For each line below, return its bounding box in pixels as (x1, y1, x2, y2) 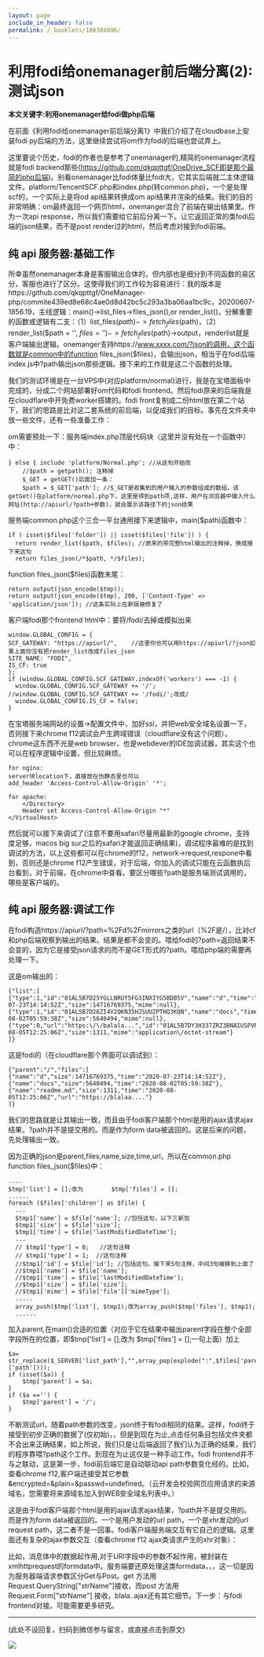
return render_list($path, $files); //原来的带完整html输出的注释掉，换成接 (15, 539, 254, 547)
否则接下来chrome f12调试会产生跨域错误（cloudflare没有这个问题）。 (8, 728, 232, 738)
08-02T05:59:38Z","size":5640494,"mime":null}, (8, 1014, 167, 1022)
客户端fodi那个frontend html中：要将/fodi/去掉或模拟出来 (8, 615, 192, 624)
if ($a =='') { (8, 1391, 58, 1399)
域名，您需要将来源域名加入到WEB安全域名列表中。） (8, 1488, 179, 1498)
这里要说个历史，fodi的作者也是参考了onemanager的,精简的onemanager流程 (8, 153, 256, 162)
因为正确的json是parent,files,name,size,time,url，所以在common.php (8, 1151, 232, 1161)
